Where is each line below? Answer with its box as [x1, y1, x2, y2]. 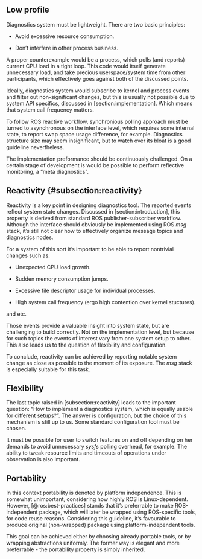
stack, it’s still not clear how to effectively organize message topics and [6, 227, 183, 234]
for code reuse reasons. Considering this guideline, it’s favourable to [6, 515, 176, 522]
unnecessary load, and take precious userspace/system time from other [6, 69, 186, 76]
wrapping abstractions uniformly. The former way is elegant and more [6, 540, 180, 547]
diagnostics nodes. [6, 234, 54, 241]
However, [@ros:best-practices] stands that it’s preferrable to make [6, 502, 174, 509]
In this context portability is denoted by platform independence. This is [6, 489, 182, 497]
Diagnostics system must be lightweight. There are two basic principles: [6, 21, 186, 28]
